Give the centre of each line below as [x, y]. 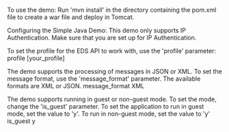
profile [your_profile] [36, 58]
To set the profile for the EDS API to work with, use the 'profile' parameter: [112, 51]
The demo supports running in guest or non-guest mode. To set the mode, [112, 99]
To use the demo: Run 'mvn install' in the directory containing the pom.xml [112, 10]
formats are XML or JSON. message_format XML [76, 86]
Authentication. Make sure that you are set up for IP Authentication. [102, 38]
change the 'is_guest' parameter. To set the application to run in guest [106, 106]
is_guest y [21, 121]
